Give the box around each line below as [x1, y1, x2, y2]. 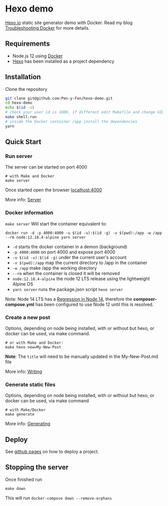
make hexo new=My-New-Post [5, 344, 61, 349]
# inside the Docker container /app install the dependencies [5, 119, 137, 124]
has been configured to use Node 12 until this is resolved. [35, 301, 154, 307]
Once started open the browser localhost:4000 [5, 187, 102, 193]
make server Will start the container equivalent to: [5, 220, 107, 226]
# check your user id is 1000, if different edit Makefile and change [5, 110, 155, 115]
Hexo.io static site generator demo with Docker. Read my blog [5, 20, 132, 26]
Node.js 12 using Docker [12, 53, 63, 59]
